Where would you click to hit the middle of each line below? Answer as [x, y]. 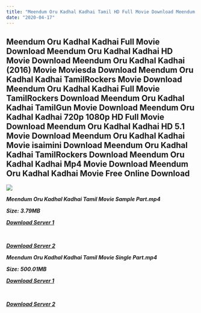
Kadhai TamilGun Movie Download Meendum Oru [100, 107]
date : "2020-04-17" [31, 17]
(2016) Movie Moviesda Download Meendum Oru [100, 70]
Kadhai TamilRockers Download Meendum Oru [95, 154]
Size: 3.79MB [23, 211]
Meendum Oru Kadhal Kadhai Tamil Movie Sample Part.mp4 [83, 199]
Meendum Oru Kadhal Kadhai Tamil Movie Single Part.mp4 [82, 258]
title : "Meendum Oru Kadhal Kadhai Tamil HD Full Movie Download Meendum [101, 12]
